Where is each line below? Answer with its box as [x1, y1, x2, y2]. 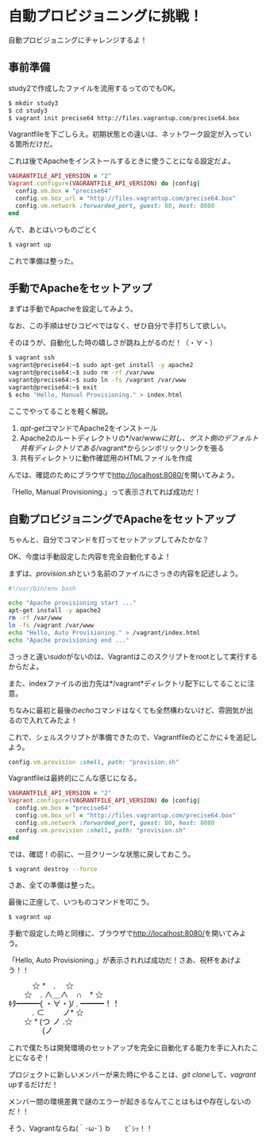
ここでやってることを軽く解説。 [8, 406, 113, 416]
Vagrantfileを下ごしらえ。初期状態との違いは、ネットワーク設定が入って [8, 129, 245, 139]
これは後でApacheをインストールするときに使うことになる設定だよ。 [8, 156, 236, 166]
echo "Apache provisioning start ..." [8, 599, 137, 608]
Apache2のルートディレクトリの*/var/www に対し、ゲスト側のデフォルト [19, 433, 259, 443]
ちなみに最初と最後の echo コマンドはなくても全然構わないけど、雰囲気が [8, 705, 246, 715]
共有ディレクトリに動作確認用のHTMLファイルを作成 [19, 453, 193, 463]
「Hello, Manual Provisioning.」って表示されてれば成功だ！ [8, 486, 201, 496]
